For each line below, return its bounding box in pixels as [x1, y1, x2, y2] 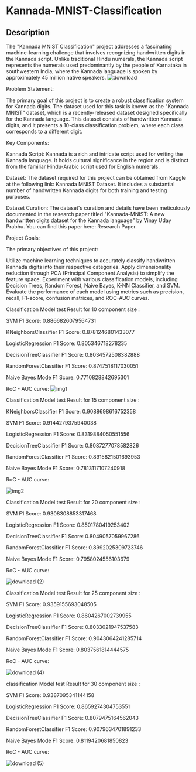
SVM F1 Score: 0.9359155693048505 [6, 601, 97, 607]
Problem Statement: [6, 86, 54, 92]
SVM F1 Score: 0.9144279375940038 [6, 419, 97, 426]
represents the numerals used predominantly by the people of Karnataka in [6, 62, 187, 69]
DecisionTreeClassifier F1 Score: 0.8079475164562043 [6, 715, 139, 721]
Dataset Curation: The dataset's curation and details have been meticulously [6, 204, 190, 211]
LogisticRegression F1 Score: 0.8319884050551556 [6, 431, 130, 438]
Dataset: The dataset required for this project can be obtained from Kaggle [6, 175, 186, 181]
